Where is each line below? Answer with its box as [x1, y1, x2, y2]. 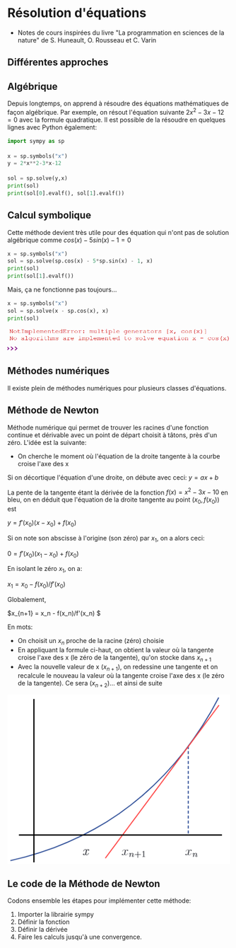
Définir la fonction [17, 918, 70, 926]
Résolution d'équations [7, 5, 147, 21]
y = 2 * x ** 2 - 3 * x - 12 [7, 160, 61, 167]
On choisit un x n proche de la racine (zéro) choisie [17, 637, 165, 647]
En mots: [7, 623, 33, 631]
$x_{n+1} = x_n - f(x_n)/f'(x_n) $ [7, 609, 101, 618]
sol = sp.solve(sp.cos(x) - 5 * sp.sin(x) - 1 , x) [7, 258, 153, 265]
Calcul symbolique [7, 209, 92, 221]
